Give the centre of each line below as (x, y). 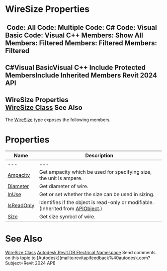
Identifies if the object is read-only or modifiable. (96, 202)
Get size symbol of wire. (67, 216)
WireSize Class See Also (44, 108)
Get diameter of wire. (64, 186)
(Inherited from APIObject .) (71, 208)
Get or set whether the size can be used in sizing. (97, 194)
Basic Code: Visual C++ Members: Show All (74, 35)
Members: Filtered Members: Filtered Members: (81, 43)
